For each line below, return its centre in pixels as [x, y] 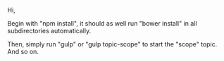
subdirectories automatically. [49, 31]
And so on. [23, 52]
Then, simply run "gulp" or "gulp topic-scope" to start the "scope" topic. [112, 44]
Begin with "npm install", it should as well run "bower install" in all [102, 23]
